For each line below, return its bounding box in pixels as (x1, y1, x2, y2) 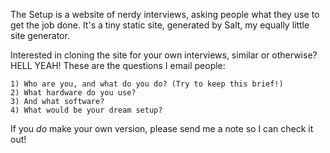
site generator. (10, 30, 70, 41)
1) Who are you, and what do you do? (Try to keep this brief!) (10, 79, 284, 89)
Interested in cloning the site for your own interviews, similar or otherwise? (10, 49, 318, 61)
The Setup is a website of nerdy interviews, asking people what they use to (10, 9, 320, 20)
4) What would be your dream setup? (10, 105, 163, 115)
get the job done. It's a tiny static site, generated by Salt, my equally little (10, 19, 310, 31)
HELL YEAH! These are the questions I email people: (10, 60, 226, 71)
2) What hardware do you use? (10, 88, 137, 98)
